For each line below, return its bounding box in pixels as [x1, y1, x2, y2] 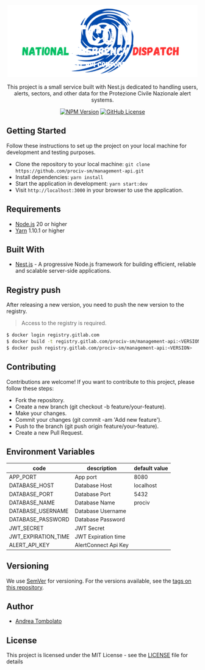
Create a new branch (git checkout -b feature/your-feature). [15, 403, 167, 410]
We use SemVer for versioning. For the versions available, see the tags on [6, 577, 192, 584]
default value [134, 464, 168, 472]
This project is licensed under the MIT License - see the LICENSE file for [6, 652, 188, 659]
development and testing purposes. [6, 149, 96, 156]
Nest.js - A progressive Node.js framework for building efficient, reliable [15, 260, 196, 268]
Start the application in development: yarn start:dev [15, 180, 148, 187]
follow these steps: [6, 385, 54, 392]
